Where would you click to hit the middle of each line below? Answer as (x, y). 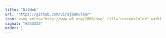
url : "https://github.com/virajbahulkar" (48, 14)
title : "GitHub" (22, 10)
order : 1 (14, 28)
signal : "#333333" (24, 23)
